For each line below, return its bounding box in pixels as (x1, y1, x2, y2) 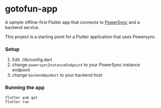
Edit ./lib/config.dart (12, 57, 52, 63)
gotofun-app (5, 3, 58, 14)
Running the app (5, 84, 45, 91)
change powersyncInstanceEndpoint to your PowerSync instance (12, 62, 140, 68)
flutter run (5, 99, 29, 104)
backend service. (5, 24, 40, 30)
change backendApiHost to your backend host (12, 72, 103, 78)
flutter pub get (5, 95, 38, 100)
